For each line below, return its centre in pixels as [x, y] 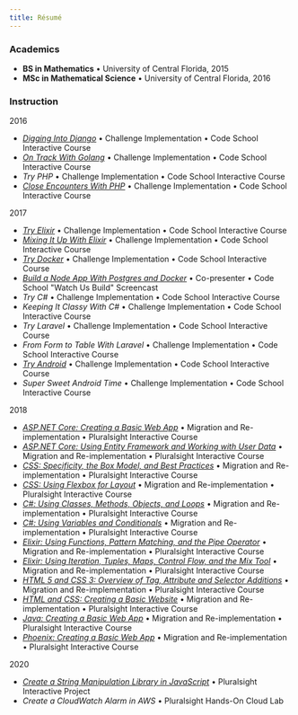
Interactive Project [56, 692]
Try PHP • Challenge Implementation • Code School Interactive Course [153, 177]
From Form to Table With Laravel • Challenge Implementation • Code [150, 345]
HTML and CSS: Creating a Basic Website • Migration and [130, 599]
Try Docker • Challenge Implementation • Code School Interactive [145, 259]
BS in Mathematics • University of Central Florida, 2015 [125, 68]
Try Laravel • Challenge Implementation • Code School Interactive [145, 326]
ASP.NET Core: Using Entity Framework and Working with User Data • [152, 446]
